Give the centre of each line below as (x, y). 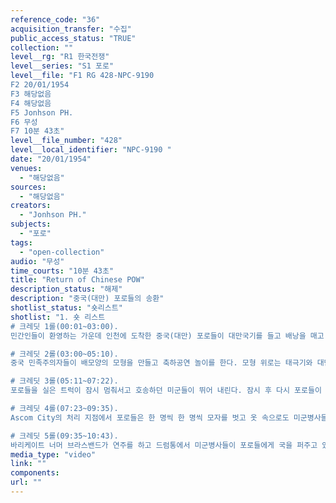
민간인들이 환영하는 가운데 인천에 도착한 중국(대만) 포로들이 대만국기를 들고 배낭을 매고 (167, 336)
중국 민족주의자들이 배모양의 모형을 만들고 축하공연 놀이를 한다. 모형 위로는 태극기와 (161, 363)
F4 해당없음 (31, 103)
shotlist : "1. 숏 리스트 (58, 317)
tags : (21, 242)
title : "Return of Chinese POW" (77, 280)
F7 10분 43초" (37, 131)
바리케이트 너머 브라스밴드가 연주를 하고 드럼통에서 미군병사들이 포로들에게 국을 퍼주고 (164, 445)
